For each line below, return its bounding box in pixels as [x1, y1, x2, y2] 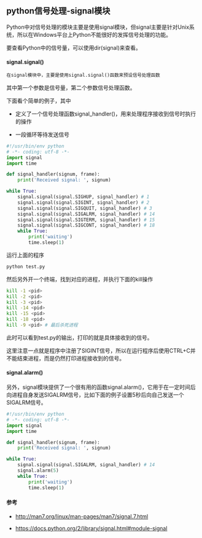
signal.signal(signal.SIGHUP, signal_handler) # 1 [17, 194, 150, 200]
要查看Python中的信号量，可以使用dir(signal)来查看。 [6, 44, 141, 51]
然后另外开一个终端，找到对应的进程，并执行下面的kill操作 [6, 275, 153, 283]
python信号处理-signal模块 [6, 6, 111, 17]
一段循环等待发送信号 [15, 131, 69, 138]
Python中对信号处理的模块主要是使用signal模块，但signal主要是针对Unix [6, 23, 190, 31]
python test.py [6, 263, 45, 270]
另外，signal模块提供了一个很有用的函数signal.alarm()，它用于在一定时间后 [6, 383, 196, 391]
